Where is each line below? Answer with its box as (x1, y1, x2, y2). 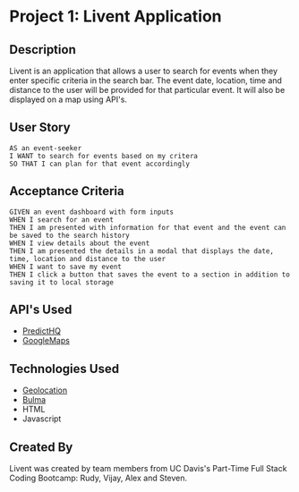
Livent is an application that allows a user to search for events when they (9, 65, 278, 76)
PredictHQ (21, 326, 61, 336)
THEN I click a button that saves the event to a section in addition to (9, 270, 291, 279)
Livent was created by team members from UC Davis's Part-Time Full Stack (9, 463, 287, 474)
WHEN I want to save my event (9, 262, 123, 271)
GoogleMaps (21, 335, 70, 346)
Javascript (21, 413, 62, 424)
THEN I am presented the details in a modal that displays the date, (9, 246, 275, 256)
